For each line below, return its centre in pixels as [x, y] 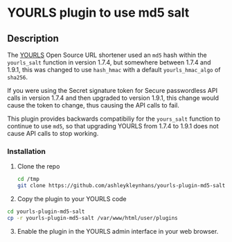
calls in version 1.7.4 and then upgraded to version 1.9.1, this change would [113, 98]
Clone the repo [38, 166]
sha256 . [17, 77]
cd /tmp [28, 179]
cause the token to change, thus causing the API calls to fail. [93, 105]
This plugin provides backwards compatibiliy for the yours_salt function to [114, 119]
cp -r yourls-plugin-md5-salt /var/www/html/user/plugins [92, 218]
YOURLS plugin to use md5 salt [98, 13]
